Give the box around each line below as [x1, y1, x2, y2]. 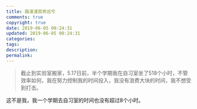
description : [6, 47, 38, 53]
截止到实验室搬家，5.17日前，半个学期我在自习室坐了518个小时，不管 [20, 69, 188, 77]
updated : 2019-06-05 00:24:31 [6, 31, 81, 37]
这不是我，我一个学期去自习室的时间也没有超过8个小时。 [6, 97, 144, 104]
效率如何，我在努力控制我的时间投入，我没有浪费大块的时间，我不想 [20, 77, 186, 84]
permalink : [6, 52, 33, 58]
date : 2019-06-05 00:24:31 [6, 25, 73, 31]
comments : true [6, 14, 44, 20]
